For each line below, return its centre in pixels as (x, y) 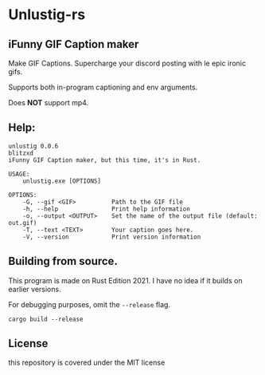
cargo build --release (46, 319)
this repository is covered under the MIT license (87, 363)
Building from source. (63, 261)
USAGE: (19, 174)
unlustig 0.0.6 (33, 146)
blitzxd (21, 153)
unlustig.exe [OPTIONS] (62, 181)
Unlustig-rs (47, 15)
